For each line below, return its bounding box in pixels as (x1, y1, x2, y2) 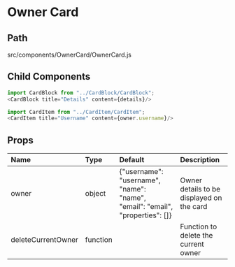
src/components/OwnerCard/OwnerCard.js (7, 50, 131, 59)
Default (119, 155, 145, 165)
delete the (180, 231, 213, 240)
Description (180, 155, 220, 165)
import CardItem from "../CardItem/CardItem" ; (7, 108, 145, 115)
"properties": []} (119, 210, 172, 220)
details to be (180, 185, 221, 194)
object (85, 189, 106, 199)
